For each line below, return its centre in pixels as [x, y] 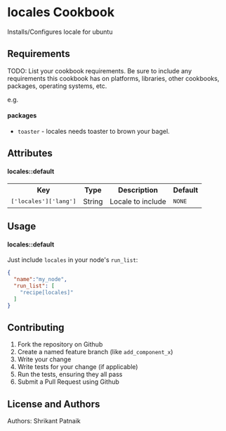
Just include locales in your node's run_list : [73, 260]
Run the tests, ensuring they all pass [70, 375]
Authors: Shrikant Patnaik [44, 421]
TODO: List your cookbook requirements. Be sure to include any [100, 70]
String [93, 201]
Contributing [36, 327]
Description [138, 189]
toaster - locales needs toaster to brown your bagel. [93, 131]
